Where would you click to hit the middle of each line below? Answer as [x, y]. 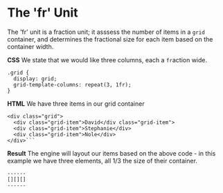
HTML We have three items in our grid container [76, 103]
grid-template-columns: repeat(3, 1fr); [72, 84]
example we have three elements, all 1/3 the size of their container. [102, 160]
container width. [30, 46]
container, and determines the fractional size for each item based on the [110, 39]
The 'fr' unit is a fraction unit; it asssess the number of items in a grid [106, 32]
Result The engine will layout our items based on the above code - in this [111, 153]
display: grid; [35, 79]
